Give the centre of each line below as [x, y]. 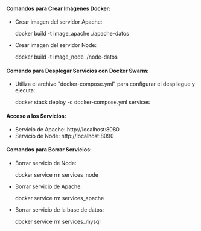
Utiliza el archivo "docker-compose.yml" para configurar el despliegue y [105, 84]
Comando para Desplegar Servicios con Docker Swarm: [78, 71]
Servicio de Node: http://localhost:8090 [64, 136]
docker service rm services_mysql [58, 221]
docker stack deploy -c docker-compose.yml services [82, 102]
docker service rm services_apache [59, 198]
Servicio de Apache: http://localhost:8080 [67, 129]
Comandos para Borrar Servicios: [49, 150]
